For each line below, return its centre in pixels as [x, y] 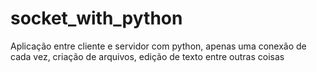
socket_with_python [96, 18]
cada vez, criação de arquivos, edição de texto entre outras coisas [147, 56]
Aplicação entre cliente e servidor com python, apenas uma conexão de [158, 46]
